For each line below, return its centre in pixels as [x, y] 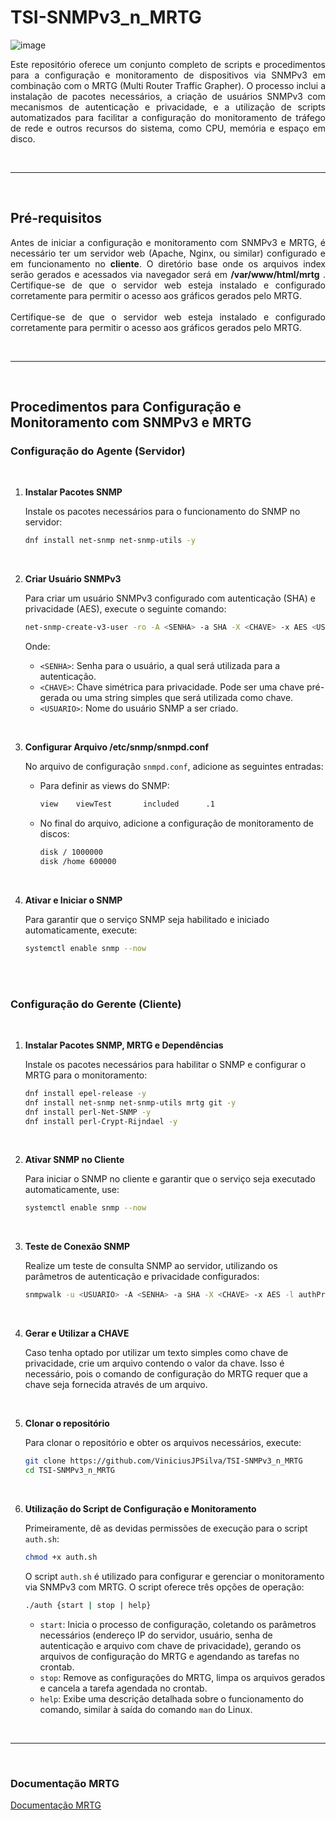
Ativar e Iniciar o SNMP [73, 900]
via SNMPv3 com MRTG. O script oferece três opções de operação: [164, 1587]
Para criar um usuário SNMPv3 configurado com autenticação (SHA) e [170, 598]
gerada [54, 698]
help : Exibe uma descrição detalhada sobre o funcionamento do [171, 1698]
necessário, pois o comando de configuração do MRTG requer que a [166, 1374]
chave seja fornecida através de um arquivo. [116, 1385]
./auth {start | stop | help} [88, 1605]
